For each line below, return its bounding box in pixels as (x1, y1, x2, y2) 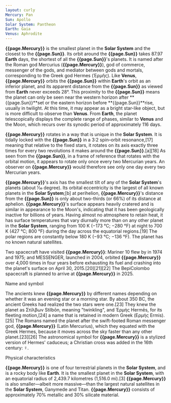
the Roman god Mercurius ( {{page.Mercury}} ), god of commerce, (5, 62, 145, 68)
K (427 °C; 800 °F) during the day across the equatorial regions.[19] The (5, 228, 157, 234)
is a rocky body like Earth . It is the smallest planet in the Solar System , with (5, 370, 164, 376)
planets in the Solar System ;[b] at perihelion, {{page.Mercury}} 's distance (5, 190, 163, 196)
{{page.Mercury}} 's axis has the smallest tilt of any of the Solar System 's (5, 180, 162, 185)
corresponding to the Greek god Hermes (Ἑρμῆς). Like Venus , (5, 73, 137, 78)
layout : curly (5, 7, 36, 13)
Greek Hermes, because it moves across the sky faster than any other (5, 328, 153, 334)
